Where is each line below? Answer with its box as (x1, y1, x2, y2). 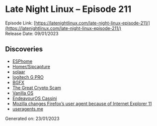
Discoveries (5, 45, 43, 53)
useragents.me (12, 106, 44, 112)
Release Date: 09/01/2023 (5, 30, 59, 36)
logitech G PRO (12, 74, 44, 80)
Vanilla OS (12, 90, 34, 96)
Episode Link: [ (5, 20, 36, 26)
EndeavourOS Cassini (12, 95, 57, 101)
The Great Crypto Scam (12, 85, 61, 91)
